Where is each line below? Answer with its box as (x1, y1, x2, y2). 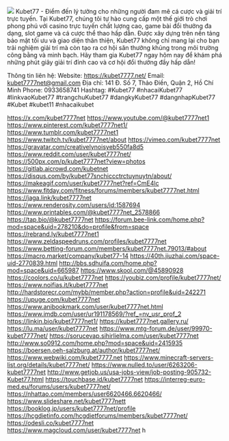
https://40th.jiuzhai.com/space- (129, 252, 220, 260)
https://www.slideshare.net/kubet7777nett (7, 397, 126, 405)
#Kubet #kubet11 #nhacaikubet (7, 101, 94, 109)
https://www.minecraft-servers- (124, 353, 214, 362)
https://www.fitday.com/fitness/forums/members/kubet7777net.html (7, 187, 200, 194)
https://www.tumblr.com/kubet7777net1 (7, 129, 118, 136)
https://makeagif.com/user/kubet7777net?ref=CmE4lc (7, 179, 159, 187)
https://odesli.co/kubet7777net (7, 419, 94, 427)
